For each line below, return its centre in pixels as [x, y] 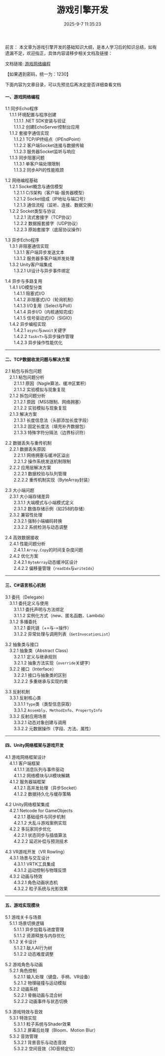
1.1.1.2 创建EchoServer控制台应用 [46, 127]
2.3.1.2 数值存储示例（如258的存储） [50, 509]
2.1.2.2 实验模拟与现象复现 [40, 408]
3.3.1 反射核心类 [25, 698]
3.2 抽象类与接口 [22, 644]
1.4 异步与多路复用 [24, 281]
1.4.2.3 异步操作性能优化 [38, 342]
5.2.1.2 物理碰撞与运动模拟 [40, 983]
